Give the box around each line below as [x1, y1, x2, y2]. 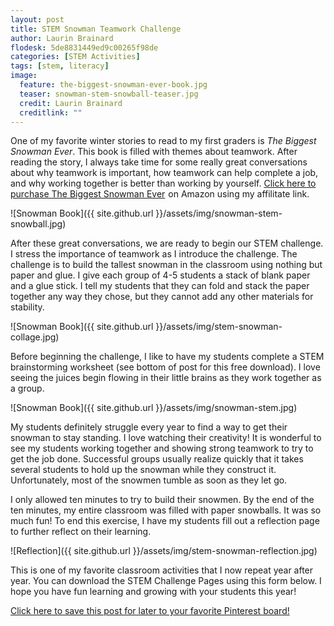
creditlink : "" [19, 107, 83, 118]
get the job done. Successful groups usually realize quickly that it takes [10, 453, 304, 465]
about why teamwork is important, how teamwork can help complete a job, [10, 167, 319, 179]
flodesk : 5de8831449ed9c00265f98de [10, 42, 159, 53]
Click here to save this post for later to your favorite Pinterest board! [10, 605, 290, 617]
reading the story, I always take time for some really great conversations [10, 156, 308, 168]
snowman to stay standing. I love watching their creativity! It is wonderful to [10, 432, 322, 444]
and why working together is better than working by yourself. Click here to [10, 177, 317, 190]
